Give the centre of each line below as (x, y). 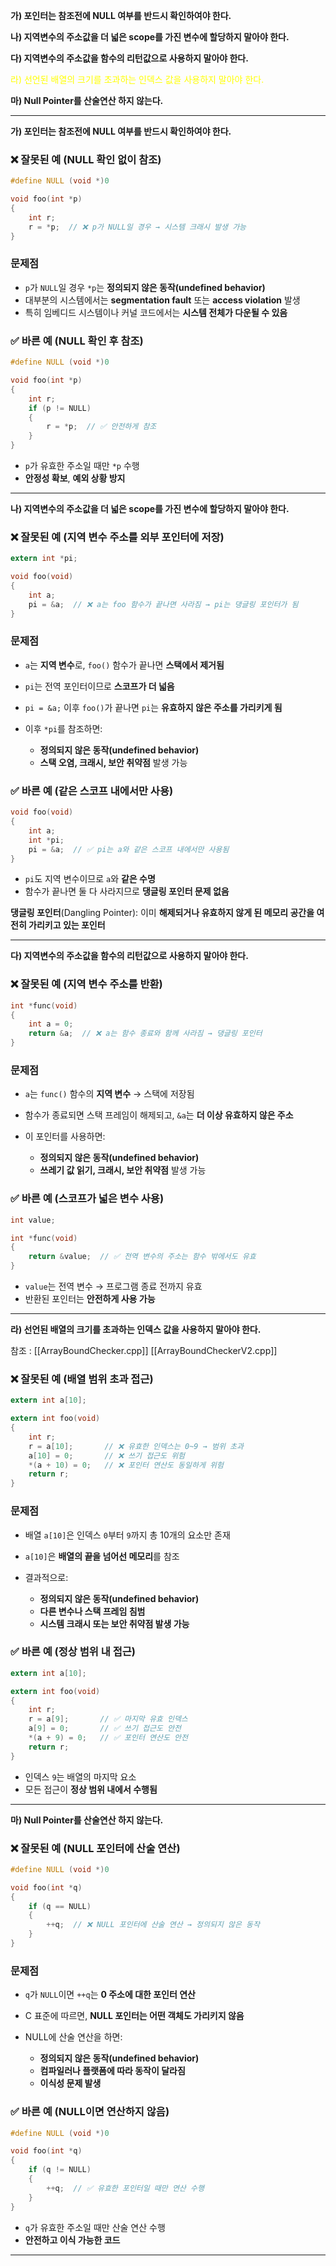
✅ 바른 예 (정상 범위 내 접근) (73, 1652)
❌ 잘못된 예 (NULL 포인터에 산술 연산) (95, 1848)
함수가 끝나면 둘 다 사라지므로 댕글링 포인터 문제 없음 (127, 891)
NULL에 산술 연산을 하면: (73, 2037)
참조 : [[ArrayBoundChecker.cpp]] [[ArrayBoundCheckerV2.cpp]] (144, 1351)
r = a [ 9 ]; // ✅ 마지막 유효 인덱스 (108, 1719)
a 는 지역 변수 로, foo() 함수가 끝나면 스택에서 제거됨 (124, 665)
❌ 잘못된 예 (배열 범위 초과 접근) (82, 1379)
